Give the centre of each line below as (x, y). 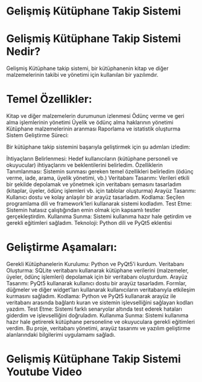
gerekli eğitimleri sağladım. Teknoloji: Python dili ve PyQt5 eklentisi (89, 223)
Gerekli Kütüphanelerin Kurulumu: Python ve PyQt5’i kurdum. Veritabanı (95, 264)
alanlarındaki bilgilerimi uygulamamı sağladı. (61, 335)
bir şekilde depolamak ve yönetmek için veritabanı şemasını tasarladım (94, 184)
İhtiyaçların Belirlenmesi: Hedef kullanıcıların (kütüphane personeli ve (92, 159)
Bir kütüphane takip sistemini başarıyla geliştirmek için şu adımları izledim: (98, 147)
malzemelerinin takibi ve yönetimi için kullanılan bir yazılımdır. (82, 75)
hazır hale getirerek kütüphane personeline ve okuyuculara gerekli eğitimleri (100, 322)
